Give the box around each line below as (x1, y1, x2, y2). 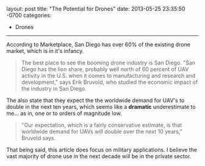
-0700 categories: (6, 12, 52, 19)
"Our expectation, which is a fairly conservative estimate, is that (21, 122, 182, 128)
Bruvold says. (21, 134, 56, 142)
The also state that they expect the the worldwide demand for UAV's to (6, 97, 185, 104)
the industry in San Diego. (21, 85, 87, 92)
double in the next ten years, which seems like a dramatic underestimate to (6, 103, 196, 110)
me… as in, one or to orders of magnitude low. (6, 109, 122, 117)
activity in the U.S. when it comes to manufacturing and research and (21, 72, 196, 79)
